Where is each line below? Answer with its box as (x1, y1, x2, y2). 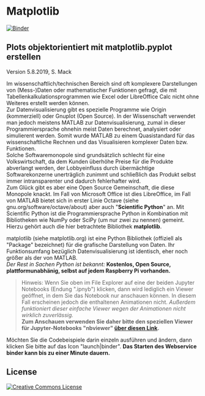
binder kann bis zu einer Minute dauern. (6, 349, 110, 356)
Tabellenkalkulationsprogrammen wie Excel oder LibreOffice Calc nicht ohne (6, 93, 199, 100)
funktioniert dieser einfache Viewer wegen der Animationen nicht (21, 304, 186, 312)
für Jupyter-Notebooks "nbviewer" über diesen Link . (21, 324, 160, 331)
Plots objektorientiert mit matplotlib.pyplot (6, 42, 173, 53)
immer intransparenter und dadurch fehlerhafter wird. (6, 177, 141, 185)
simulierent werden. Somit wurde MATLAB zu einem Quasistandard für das (6, 131, 195, 139)
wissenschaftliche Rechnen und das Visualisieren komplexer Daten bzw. (6, 138, 188, 145)
